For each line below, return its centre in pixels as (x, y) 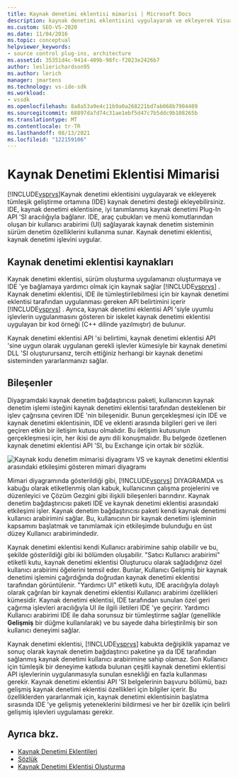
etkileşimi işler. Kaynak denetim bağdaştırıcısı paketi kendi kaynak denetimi (117, 510)
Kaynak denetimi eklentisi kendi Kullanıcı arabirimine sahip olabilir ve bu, (113, 547)
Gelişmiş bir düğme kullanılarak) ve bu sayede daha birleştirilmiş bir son (113, 622)
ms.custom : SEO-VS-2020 (42, 27)
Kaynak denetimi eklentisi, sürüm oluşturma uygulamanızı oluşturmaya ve (114, 279)
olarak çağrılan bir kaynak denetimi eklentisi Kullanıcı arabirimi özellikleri (113, 592)
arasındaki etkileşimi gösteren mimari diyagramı (77, 467)
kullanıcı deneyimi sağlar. (44, 630)
